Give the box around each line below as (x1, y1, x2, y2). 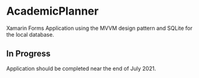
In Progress (6, 49, 51, 59)
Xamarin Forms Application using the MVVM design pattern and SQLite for (6, 24, 193, 32)
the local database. (6, 30, 55, 38)
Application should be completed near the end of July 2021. (6, 65, 156, 72)
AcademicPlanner (6, 4, 99, 18)
